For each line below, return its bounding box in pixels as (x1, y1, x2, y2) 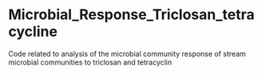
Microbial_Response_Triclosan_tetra (8, 6, 256, 24)
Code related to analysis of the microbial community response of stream (8, 49, 246, 58)
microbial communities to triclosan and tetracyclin (8, 57, 173, 67)
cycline (8, 22, 58, 41)
